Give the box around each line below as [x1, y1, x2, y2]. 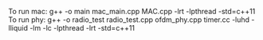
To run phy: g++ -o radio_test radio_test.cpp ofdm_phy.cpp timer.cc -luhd [8, 15, 249, 24]
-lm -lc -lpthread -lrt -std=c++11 [29, 24, 135, 32]
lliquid [8, 24, 28, 32]
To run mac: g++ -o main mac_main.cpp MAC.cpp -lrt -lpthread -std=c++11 [8, 7, 256, 16]
